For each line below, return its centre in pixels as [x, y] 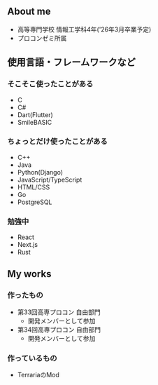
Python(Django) [40, 172]
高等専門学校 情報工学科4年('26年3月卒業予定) [84, 29]
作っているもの [32, 358]
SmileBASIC [35, 122]
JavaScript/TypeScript [50, 180]
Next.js [28, 245]
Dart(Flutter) [35, 114]
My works [29, 274]
